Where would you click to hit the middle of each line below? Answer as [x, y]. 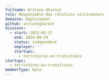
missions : [16, 28]
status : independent [36, 42]
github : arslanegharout [30, 24]
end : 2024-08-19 [31, 38]
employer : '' [28, 47]
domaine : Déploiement [28, 19]
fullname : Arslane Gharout [33, 10]
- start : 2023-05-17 [31, 33]
